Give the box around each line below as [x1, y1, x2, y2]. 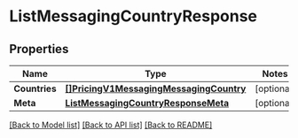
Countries [13, 82, 57, 95]
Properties [9, 42, 69, 57]
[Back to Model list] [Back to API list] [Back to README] [9, 119, 213, 130]
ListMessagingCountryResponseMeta [65, 97, 229, 109]
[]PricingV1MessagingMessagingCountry [65, 82, 247, 95]
